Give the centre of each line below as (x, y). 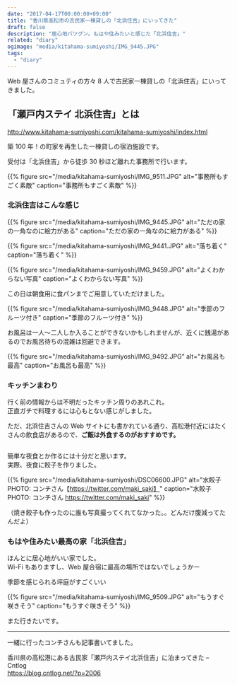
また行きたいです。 (35, 621)
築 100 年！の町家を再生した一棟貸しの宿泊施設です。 (85, 146)
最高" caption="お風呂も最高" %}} (57, 365)
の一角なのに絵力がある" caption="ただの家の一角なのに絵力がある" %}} (112, 231)
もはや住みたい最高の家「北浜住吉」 (69, 542)
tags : (15, 54)
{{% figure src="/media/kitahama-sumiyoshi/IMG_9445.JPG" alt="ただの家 (116, 222)
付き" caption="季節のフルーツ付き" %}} (84, 317)
